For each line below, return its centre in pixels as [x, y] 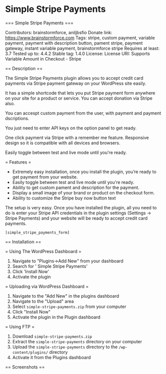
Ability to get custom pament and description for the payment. [76, 187]
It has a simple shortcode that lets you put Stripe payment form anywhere [80, 93]
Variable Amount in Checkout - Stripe [43, 59]
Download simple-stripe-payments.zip [52, 336]
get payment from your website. [45, 177]
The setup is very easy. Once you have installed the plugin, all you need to [81, 207]
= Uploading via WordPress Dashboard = [47, 286]
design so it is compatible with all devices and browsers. [63, 143]
